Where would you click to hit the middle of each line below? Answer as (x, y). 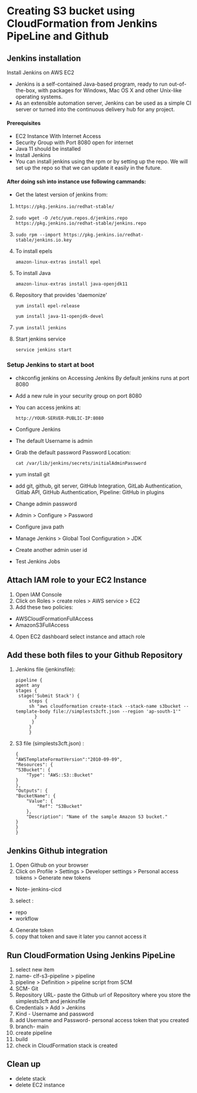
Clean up (24, 1064)
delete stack (31, 1078)
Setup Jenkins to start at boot (51, 365)
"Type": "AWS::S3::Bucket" (60, 775)
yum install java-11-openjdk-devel (60, 317)
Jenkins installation (44, 58)
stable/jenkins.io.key (43, 240)
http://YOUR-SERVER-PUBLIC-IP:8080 (60, 418)
